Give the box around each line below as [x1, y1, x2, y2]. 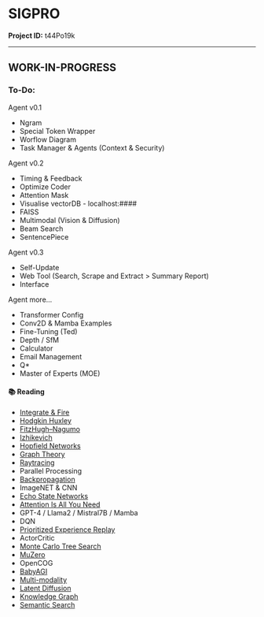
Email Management [19, 351, 82, 361]
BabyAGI [19, 567, 48, 576]
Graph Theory [19, 449, 65, 459]
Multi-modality [19, 574, 68, 584]
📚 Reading [8, 387, 45, 396]
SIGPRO [8, 5, 60, 23]
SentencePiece [19, 232, 69, 241]
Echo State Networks [19, 491, 89, 500]
